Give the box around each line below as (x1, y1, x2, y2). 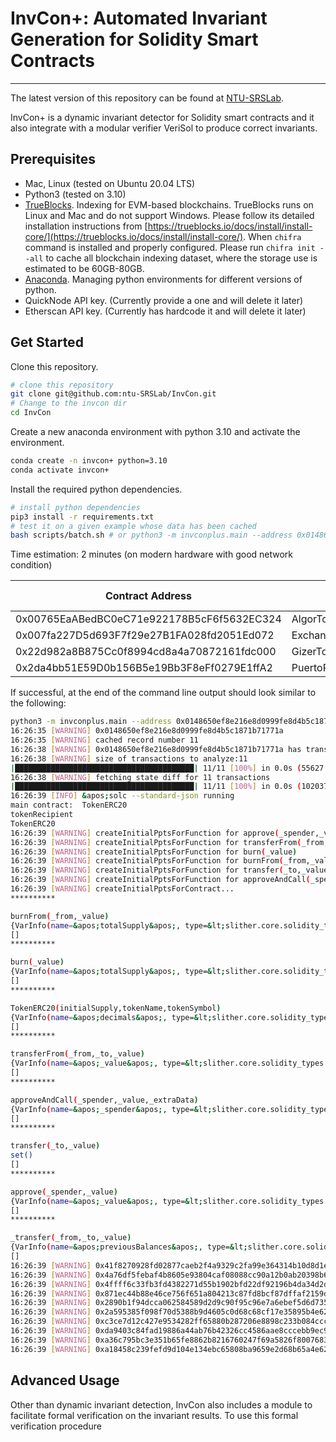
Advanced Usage (10, 1372, 120, 1389)
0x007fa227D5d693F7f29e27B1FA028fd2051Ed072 (15, 628, 275, 642)
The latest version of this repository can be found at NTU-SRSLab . (10, 92, 285, 104)
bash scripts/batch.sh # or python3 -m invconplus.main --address (10, 530, 293, 541)
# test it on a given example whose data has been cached (10, 521, 257, 531)
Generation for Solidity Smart (10, 28, 259, 51)
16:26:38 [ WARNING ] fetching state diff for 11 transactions (10, 772, 271, 782)
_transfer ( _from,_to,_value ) (10, 1233, 132, 1243)
